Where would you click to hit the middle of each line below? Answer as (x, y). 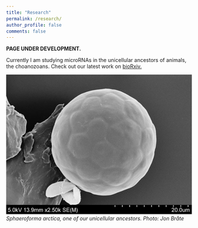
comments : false (26, 31)
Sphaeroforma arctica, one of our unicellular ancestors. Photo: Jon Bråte (95, 219)
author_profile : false (34, 25)
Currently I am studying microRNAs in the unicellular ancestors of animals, (96, 60)
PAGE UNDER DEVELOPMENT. (44, 49)
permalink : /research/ (34, 19)
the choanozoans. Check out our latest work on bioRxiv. (74, 66)
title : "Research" (29, 12)
